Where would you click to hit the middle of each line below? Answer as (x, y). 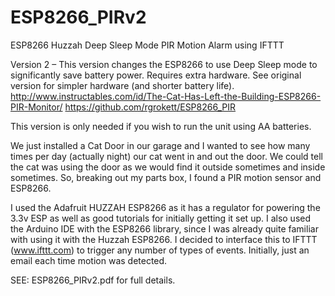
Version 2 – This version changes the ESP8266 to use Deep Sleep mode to (164, 64)
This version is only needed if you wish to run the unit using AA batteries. (161, 126)
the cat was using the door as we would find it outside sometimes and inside (168, 167)
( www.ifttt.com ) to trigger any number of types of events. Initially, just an (160, 250)
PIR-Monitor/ (36, 107)
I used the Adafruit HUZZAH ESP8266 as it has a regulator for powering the (165, 207)
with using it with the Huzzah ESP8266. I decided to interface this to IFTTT (164, 239)
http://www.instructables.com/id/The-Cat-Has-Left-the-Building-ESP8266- (166, 96)
